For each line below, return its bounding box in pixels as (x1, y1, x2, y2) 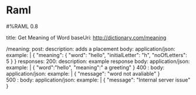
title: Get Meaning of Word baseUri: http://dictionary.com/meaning (6, 34, 167, 41)
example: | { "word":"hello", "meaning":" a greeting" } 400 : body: (6, 64, 165, 71)
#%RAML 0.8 (6, 23, 38, 30)
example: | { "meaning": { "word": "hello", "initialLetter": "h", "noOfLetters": (6, 51, 188, 58)
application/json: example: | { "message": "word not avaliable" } (6, 70, 160, 77)
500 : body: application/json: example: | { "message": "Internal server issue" (6, 76, 191, 83)
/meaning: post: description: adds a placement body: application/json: (6, 45, 175, 52)
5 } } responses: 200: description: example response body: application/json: (6, 58, 190, 65)
